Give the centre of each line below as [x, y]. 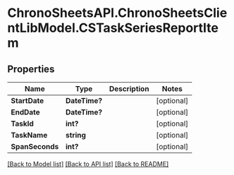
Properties [31, 69]
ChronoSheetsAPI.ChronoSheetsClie [117, 13]
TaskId [22, 123]
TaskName [29, 135]
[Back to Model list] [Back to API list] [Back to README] [88, 164]
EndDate [25, 112]
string [76, 135]
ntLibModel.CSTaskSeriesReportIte [113, 28]
